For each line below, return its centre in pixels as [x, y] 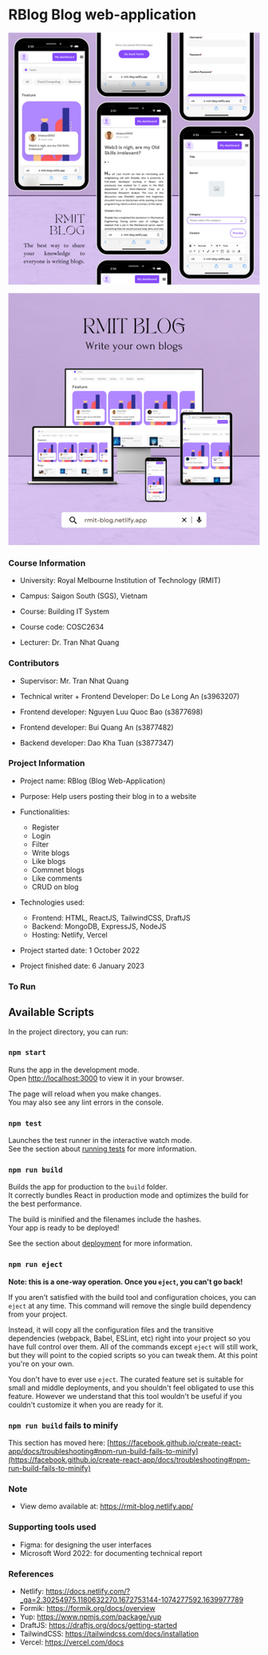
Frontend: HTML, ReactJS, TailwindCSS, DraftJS [111, 917]
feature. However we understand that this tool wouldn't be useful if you [125, 1396]
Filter [40, 844]
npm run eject [35, 1265]
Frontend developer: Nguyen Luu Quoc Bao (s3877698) [111, 712]
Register [45, 827]
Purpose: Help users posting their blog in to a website [108, 796]
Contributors [34, 663]
